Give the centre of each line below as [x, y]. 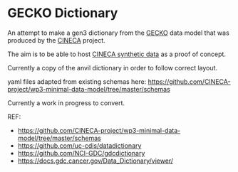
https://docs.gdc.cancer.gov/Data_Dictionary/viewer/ [95, 161]
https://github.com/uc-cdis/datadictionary [79, 145]
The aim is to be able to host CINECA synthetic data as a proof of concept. [117, 54]
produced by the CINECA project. [56, 40]
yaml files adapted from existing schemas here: [77, 81]
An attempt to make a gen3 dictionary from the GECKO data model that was [118, 33]
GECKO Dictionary [63, 13]
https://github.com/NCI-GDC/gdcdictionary [81, 153]
